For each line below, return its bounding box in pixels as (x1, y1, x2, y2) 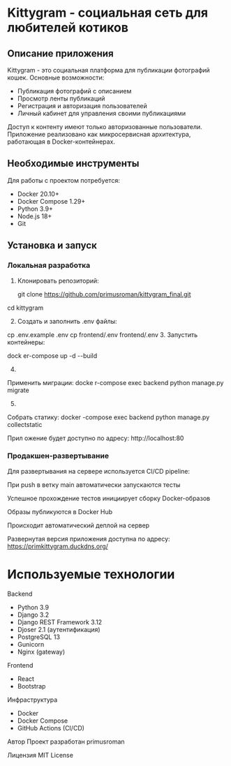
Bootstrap (17, 682, 46, 690)
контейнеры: (7, 338, 45, 346)
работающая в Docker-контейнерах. (7, 137, 116, 146)
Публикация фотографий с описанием (17, 87, 132, 95)
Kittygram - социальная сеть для (7, 5, 208, 21)
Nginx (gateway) (17, 647, 66, 656)
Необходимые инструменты (7, 158, 140, 170)
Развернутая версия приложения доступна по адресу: (7, 534, 170, 543)
